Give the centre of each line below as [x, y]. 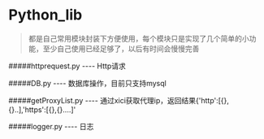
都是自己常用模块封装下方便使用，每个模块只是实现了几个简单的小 [138, 38]
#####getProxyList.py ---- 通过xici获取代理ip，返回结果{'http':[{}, [119, 100]
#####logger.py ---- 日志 [51, 126]
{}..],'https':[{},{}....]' [42, 109]
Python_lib [45, 15]
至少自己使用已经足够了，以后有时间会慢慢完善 [121, 48]
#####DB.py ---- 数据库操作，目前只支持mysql [87, 83]
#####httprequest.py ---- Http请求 [67, 66]
